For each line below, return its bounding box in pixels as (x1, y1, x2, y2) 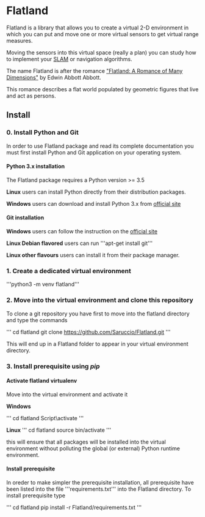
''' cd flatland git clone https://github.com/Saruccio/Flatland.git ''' (6, 328, 171, 336)
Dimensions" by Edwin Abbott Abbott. (6, 74, 102, 81)
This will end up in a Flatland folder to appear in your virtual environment (6, 340, 189, 347)
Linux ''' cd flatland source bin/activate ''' (6, 426, 112, 434)
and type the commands (6, 316, 68, 323)
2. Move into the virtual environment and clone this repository (6, 296, 193, 304)
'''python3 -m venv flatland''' (6, 281, 80, 288)
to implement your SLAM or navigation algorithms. (6, 55, 132, 62)
